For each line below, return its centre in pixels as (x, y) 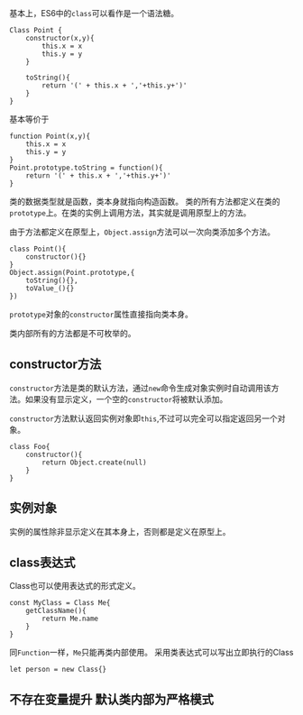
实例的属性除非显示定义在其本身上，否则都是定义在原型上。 (120, 531)
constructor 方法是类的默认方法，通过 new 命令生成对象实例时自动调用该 (141, 388)
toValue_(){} (50, 289)
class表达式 (42, 563)
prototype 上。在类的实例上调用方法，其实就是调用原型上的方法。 (130, 213)
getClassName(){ (56, 611)
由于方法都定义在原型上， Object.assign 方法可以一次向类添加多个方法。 (142, 232)
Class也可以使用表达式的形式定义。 (75, 586)
